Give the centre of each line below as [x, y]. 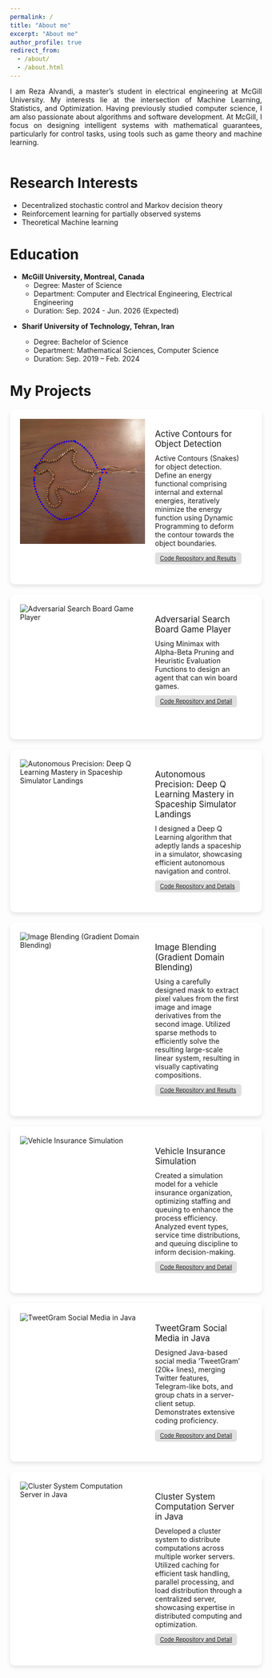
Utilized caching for [187, 1564]
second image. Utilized [193, 1024]
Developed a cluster [188, 1531]
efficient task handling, [192, 1573]
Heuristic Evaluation [188, 661]
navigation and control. [193, 871]
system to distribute [188, 1539]
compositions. [178, 1075]
